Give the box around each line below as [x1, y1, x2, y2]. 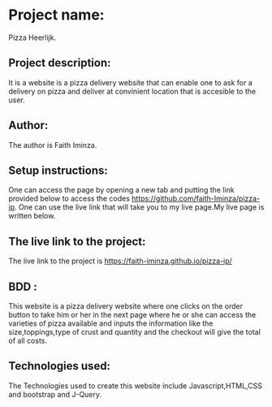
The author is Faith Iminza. [8, 140, 97, 149]
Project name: [8, 6, 105, 24]
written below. [8, 211, 56, 221]
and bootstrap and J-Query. [8, 389, 102, 399]
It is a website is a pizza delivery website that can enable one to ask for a [8, 77, 253, 87]
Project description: [8, 56, 111, 70]
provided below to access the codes [8, 193, 130, 204]
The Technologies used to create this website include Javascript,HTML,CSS [8, 380, 262, 391]
